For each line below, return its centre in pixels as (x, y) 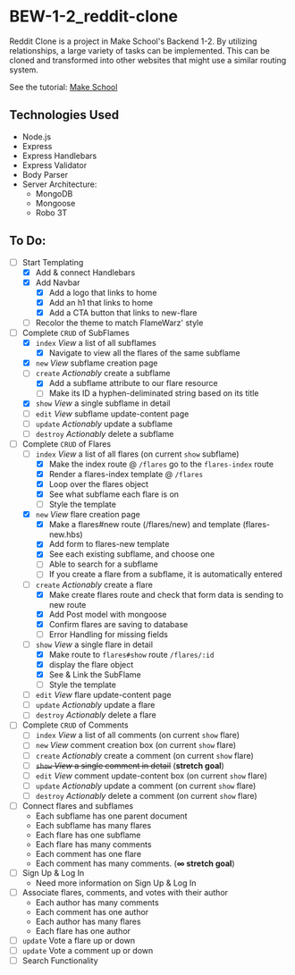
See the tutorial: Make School (63, 87)
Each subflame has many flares (93, 825)
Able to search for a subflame (103, 564)
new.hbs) (66, 534)
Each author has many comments (97, 903)
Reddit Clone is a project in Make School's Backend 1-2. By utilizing (133, 41)
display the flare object (91, 664)
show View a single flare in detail (94, 644)
